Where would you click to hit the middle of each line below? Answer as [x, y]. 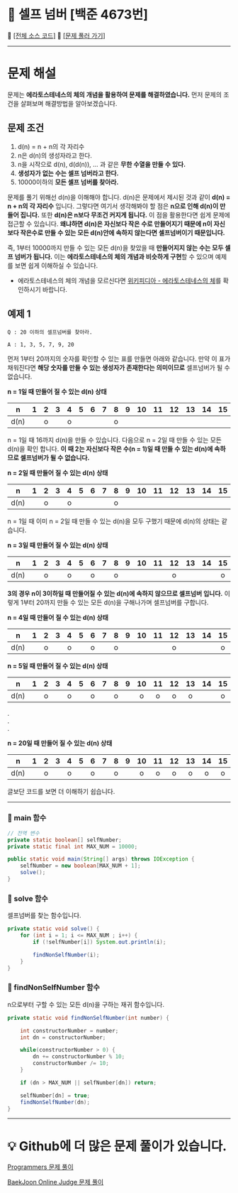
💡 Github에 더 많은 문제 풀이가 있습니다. [117, 1146]
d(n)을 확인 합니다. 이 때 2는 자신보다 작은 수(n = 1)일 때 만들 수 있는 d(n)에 [110, 449]
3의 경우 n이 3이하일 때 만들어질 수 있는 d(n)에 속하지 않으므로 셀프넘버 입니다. [115, 593]
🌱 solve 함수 [28, 898]
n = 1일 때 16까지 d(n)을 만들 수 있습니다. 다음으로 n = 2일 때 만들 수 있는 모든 [114, 440]
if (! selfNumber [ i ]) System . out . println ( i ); [100, 942]
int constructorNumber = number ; [69, 1030]
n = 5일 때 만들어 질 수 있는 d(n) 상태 [58, 665]
